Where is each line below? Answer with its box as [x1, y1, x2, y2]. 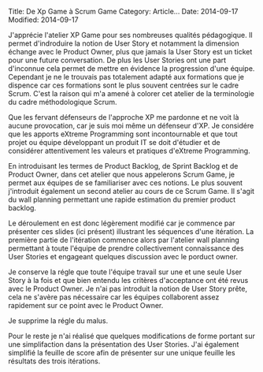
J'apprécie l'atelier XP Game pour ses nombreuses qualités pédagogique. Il [8, 31, 254, 39]
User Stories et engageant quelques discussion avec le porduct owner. [8, 252, 239, 261]
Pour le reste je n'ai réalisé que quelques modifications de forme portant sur [8, 331, 256, 340]
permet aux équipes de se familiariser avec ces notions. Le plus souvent [8, 178, 243, 188]
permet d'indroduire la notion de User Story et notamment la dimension [8, 39, 240, 48]
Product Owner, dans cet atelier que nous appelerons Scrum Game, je [8, 169, 235, 179]
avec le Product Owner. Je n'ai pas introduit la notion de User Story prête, [8, 284, 248, 293]
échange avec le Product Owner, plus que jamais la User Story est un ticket [8, 47, 253, 56]
